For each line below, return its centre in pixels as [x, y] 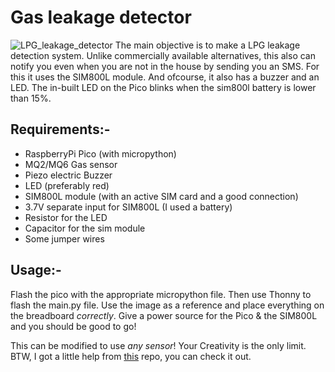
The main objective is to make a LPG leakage [207, 45]
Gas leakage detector [101, 17]
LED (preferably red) [67, 185]
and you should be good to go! [73, 326]
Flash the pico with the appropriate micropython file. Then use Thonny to [161, 294]
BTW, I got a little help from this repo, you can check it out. [131, 356]
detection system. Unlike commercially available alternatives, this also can [163, 55]
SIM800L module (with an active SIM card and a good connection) [161, 196]
